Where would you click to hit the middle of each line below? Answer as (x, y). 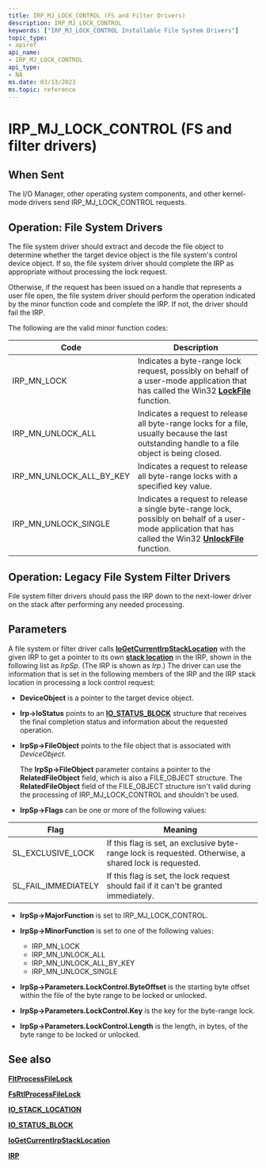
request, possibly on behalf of (193, 371)
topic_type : (28, 38)
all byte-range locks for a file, (193, 423)
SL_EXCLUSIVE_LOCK (53, 853)
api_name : (25, 52)
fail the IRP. (27, 313)
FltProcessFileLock (40, 1078)
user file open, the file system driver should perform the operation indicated (132, 296)
